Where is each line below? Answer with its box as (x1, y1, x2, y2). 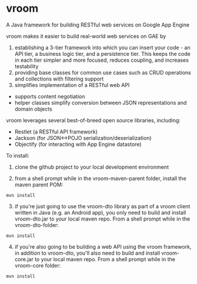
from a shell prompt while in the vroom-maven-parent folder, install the (14, 175, 186, 182)
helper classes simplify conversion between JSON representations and (14, 99, 187, 106)
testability (14, 62, 39, 69)
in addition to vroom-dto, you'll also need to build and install (14, 249, 161, 256)
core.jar (14, 255, 34, 263)
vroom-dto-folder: (14, 221, 59, 228)
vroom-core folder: (14, 262, 61, 269)
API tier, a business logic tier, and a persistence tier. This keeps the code (14, 50, 191, 57)
